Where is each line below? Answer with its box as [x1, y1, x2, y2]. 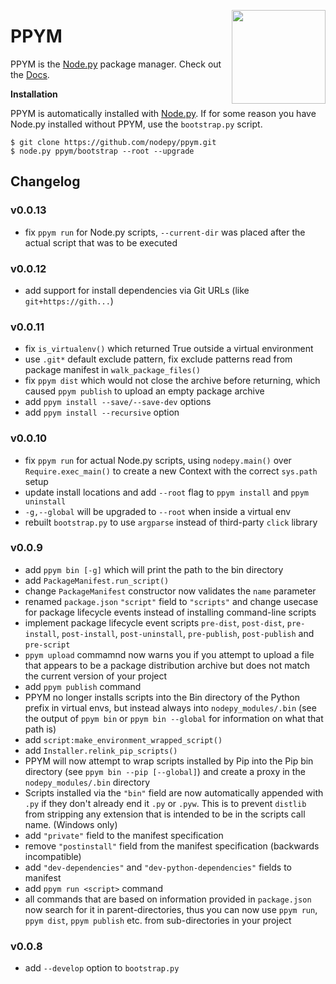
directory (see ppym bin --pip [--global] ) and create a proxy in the [24, 765, 306, 777]
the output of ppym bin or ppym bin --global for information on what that [24, 712, 324, 724]
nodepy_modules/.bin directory [24, 776, 151, 788]
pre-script [24, 640, 71, 650]
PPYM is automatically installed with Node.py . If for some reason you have [10, 107, 317, 119]
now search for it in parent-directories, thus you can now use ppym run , [24, 903, 318, 915]
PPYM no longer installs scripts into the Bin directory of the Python [24, 691, 301, 703]
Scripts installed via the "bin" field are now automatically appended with [24, 786, 324, 799]
